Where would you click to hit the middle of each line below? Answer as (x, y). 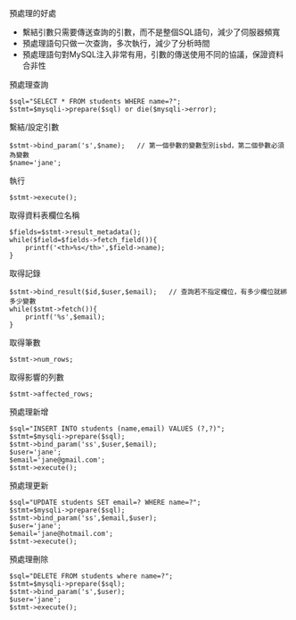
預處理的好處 (33, 13)
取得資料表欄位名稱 (45, 215)
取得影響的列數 (37, 377)
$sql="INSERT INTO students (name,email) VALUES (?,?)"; (117, 429)
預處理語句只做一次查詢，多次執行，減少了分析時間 (116, 43)
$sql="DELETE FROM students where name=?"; (91, 576)
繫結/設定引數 (34, 127)
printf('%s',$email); (65, 317)
